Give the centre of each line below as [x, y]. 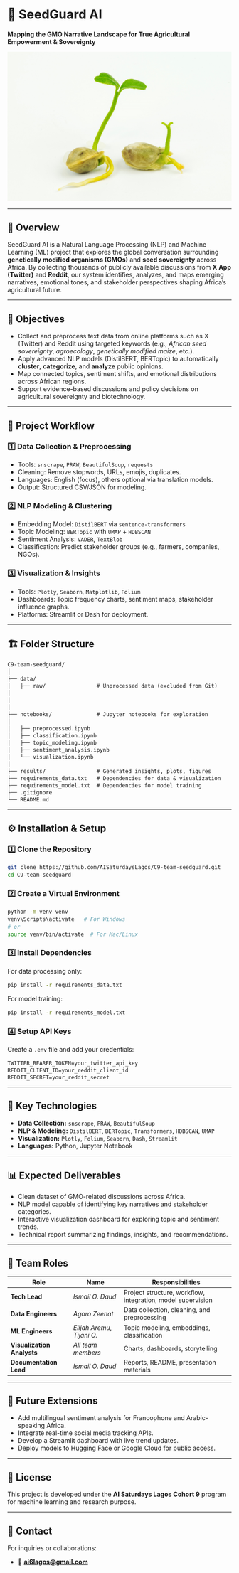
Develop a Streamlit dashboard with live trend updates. [98, 1441]
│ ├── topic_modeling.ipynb [52, 743]
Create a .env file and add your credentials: [71, 1049]
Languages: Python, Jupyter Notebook [75, 1146]
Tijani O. [86, 1335]
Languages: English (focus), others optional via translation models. [115, 479]
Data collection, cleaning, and [167, 1310]
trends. [28, 1227]
